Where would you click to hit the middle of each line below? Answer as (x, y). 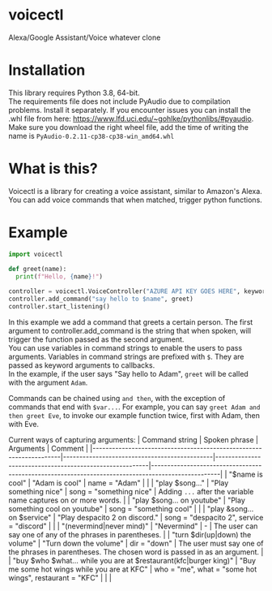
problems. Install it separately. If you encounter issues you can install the (130, 110)
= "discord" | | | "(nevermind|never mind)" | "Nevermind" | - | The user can (133, 526)
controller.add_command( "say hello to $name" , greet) (101, 299)
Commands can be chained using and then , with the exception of (117, 398)
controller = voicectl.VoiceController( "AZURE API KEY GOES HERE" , (125, 291)
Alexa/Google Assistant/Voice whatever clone (85, 37)
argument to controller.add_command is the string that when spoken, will (130, 330)
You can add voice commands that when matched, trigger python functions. (136, 200)
